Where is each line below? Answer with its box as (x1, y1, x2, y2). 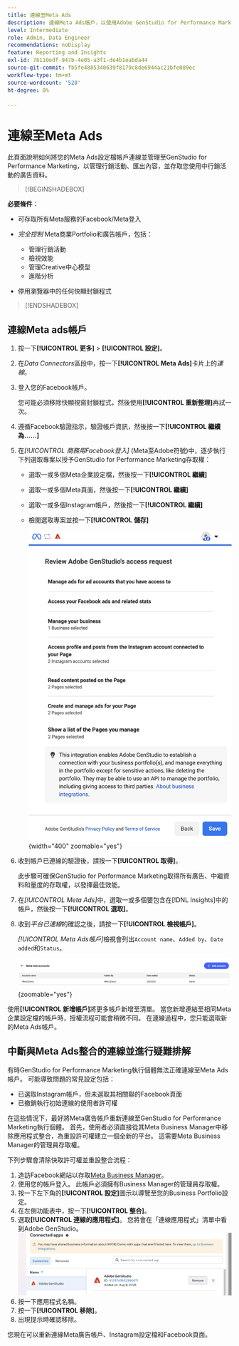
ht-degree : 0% (7, 86, 50, 94)
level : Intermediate (7, 26, 69, 33)
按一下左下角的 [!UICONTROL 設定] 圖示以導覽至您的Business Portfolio (17, 1189, 223, 1197)
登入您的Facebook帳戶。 (17, 383, 91, 391)
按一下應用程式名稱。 (17, 1298, 80, 1306)
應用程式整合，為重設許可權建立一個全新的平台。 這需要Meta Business (13, 1132, 221, 1140)
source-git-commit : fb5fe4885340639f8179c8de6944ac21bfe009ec (7, 64, 196, 71)
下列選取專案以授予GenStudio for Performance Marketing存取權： (17, 455, 211, 463)
